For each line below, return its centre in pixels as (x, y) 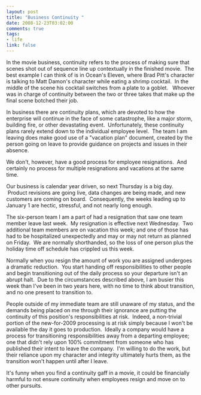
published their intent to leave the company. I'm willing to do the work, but (98, 348)
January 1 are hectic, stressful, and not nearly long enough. (79, 205)
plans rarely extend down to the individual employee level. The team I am (97, 131)
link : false (21, 46)
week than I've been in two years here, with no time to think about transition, (100, 286)
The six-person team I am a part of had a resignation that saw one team (95, 217)
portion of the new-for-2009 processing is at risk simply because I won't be (100, 323)
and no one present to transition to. (50, 292)
